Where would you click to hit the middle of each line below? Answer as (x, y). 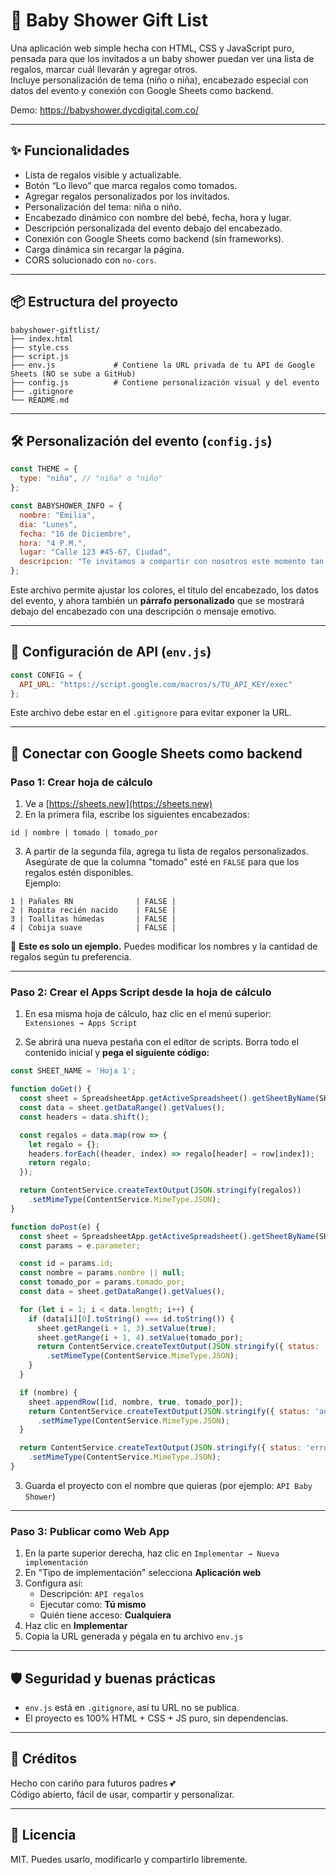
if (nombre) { (48, 1392)
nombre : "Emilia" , (58, 515)
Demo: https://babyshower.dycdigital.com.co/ (105, 110)
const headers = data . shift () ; (84, 1117)
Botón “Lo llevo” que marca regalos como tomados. (131, 185)
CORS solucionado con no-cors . (90, 260)
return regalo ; (60, 1163)
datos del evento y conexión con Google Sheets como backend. (142, 90)
